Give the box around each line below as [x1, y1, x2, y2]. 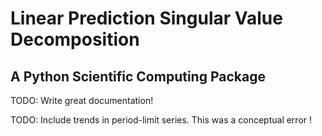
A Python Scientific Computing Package [10, 68, 266, 85]
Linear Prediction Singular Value [10, 7, 283, 30]
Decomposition [10, 28, 140, 51]
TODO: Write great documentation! [10, 95, 154, 106]
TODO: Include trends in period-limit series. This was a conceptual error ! [10, 114, 313, 126]
